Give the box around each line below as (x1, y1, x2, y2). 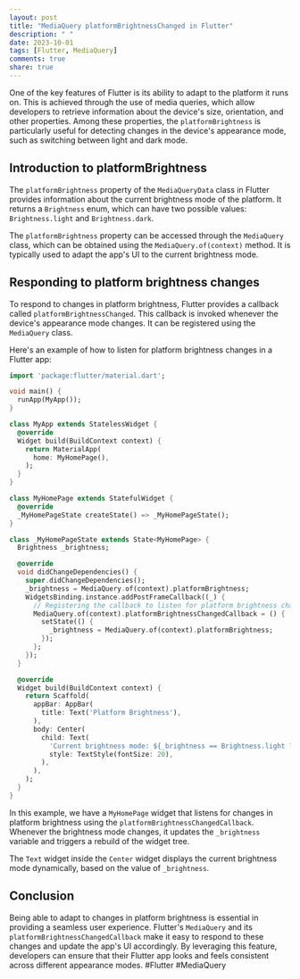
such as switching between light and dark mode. (9, 135, 188, 145)
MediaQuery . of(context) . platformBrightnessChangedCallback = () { (32, 609, 286, 618)
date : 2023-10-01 (9, 37, 74, 47)
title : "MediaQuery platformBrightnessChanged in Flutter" (9, 21, 234, 30)
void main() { (9, 387, 62, 396)
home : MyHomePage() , (32, 452, 110, 462)
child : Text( (41, 733, 90, 742)
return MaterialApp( (25, 444, 102, 453)
